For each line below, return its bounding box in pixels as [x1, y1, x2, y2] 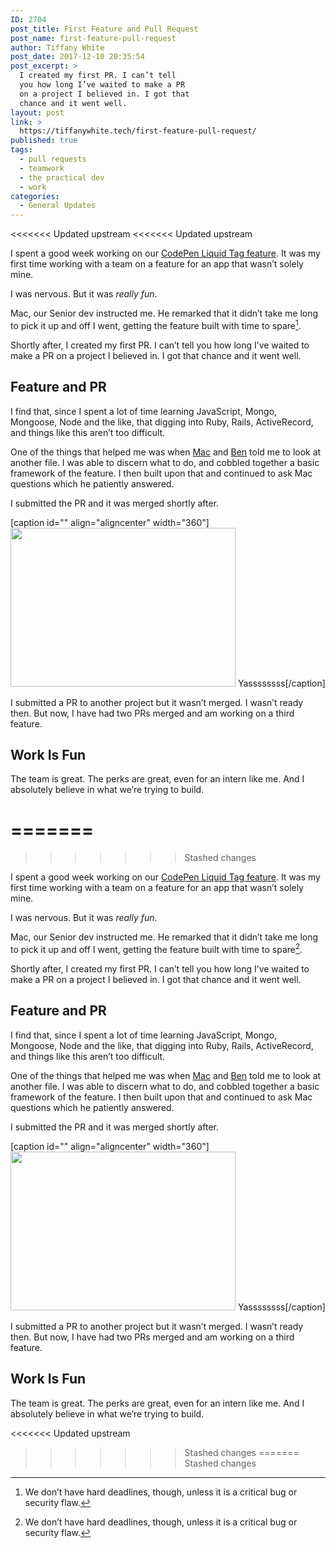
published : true [10, 136, 78, 146]
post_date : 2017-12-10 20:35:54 [10, 52, 145, 62]
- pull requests [19, 154, 87, 164]
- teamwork [19, 163, 65, 173]
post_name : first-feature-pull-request [10, 33, 177, 43]
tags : [10, 145, 33, 155]
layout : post [10, 107, 65, 118]
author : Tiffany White [10, 42, 105, 53]
